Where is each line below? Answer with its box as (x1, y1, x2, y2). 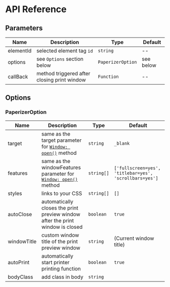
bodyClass (8, 273, 33, 280)
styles (8, 190, 22, 197)
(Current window (113, 234, 154, 241)
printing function (41, 265, 81, 272)
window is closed (41, 223, 83, 230)
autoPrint (8, 259, 30, 266)
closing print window (36, 76, 86, 83)
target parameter (41, 137, 82, 144)
